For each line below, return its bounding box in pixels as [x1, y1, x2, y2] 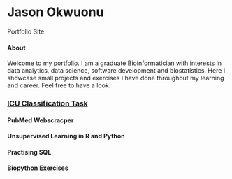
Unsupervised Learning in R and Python [7, 132, 126, 141]
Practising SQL [7, 148, 52, 156]
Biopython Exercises [7, 164, 68, 172]
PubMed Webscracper [7, 116, 74, 124]
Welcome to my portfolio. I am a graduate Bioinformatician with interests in [7, 59, 222, 67]
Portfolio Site [7, 27, 45, 36]
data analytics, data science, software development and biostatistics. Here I [7, 66, 226, 75]
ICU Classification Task [7, 99, 89, 108]
